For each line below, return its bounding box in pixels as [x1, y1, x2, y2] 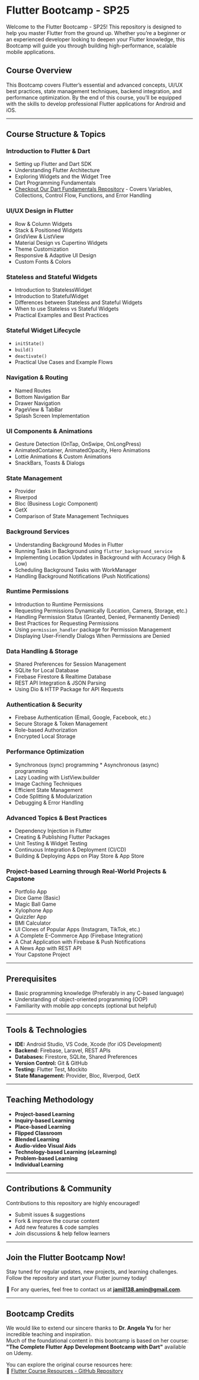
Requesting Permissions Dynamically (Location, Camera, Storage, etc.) [14, 607, 188, 614]
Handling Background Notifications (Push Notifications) [14, 573, 150, 580]
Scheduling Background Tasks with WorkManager [14, 566, 137, 573]
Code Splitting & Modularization [14, 793, 92, 800]
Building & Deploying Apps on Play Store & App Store [14, 852, 145, 860]
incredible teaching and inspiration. [6, 1331, 92, 1338]
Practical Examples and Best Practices [14, 312, 109, 319]
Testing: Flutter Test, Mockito [14, 1065, 88, 1073]
